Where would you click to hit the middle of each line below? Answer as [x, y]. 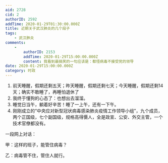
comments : [16, 43]
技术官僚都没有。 [30, 123]
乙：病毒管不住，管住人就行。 [36, 155]
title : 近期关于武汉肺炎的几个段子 [38, 29]
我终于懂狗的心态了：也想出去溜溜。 [50, 98]
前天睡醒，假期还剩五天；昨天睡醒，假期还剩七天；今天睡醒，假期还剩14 [88, 86]
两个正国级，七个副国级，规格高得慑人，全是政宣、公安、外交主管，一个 [88, 117]
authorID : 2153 [39, 52]
